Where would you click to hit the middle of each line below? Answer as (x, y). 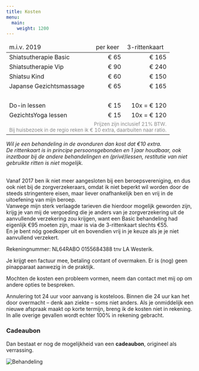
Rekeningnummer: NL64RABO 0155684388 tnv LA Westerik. (80, 249)
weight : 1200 (33, 28)
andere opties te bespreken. (41, 285)
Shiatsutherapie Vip (37, 67)
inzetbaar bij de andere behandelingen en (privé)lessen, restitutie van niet (97, 157)
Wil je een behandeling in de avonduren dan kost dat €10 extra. (84, 144)
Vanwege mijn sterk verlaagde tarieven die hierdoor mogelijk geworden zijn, (99, 206)
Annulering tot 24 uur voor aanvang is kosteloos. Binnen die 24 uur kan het (98, 296)
